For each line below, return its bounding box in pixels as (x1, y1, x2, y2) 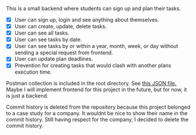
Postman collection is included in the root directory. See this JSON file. (6, 80, 177, 87)
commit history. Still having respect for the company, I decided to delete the (6, 116, 189, 123)
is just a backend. (6, 92, 49, 99)
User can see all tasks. (14, 29, 70, 37)
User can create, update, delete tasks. (14, 23, 107, 30)
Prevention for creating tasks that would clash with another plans (14, 62, 171, 69)
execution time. (14, 68, 52, 75)
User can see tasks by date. (14, 36, 82, 43)
